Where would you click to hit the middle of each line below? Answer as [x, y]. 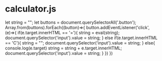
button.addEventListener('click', [118, 27]
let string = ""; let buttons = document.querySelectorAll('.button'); [71, 22]
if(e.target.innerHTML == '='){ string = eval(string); [69, 32]
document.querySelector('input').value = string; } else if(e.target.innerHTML [81, 38]
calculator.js [31, 9]
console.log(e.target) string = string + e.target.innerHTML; [63, 48]
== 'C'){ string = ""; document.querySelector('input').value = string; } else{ [80, 43]
